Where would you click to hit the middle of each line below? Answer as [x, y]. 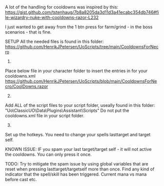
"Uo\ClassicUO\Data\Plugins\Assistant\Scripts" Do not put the [67, 110]
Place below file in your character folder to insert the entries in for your [76, 71]
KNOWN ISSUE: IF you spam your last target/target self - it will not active [78, 149]
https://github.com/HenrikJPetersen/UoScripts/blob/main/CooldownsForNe [81, 81]
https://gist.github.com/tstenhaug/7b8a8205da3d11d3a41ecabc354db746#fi [82, 12]
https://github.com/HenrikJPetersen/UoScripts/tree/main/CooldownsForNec [82, 47]
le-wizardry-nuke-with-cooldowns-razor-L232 [52, 17]
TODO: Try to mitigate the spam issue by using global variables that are [77, 164]
